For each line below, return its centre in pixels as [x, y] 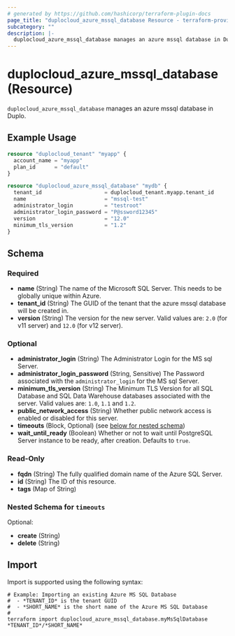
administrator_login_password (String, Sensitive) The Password [111, 374]
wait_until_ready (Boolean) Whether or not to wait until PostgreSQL [115, 433]
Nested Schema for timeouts [56, 507]
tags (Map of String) [47, 489]
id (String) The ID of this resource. [67, 481]
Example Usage [42, 138]
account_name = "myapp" [48, 160]
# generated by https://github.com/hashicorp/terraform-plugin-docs [109, 14]
